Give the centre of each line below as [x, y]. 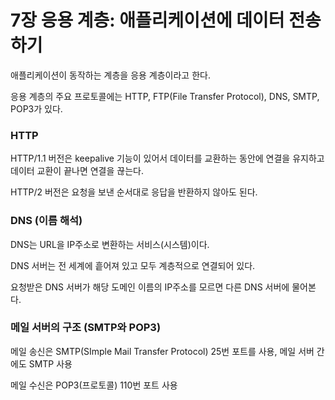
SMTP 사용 [50, 363]
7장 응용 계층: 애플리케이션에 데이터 [147, 20]
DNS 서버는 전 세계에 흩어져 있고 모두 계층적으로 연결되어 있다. [133, 265]
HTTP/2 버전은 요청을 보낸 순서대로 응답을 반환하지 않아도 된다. [134, 192]
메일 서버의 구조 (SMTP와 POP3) [86, 328]
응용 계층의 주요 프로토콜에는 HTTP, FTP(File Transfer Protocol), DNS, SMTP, [165, 96]
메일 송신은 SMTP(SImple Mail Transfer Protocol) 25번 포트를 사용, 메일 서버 [162, 351]
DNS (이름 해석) [46, 221]
